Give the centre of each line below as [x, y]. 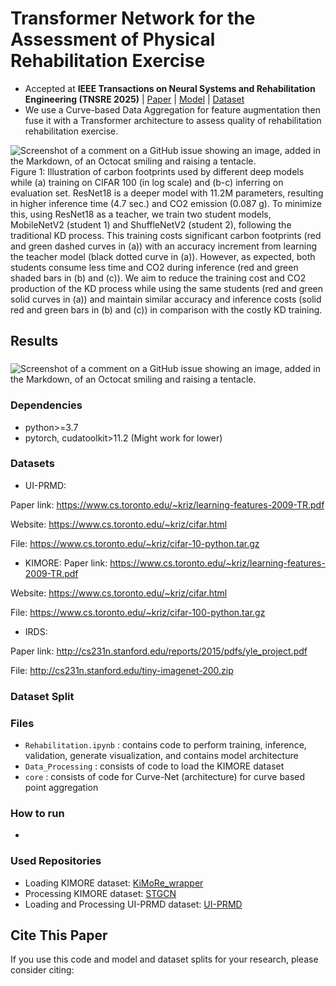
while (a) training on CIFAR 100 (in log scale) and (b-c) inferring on [147, 182]
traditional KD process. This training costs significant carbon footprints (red [166, 235]
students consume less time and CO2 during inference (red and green [154, 267]
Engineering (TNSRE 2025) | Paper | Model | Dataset [134, 99]
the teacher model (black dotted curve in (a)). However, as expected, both [163, 256]
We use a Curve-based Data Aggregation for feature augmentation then [172, 109]
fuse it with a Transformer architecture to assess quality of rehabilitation [173, 120]
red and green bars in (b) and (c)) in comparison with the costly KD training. [166, 309]
